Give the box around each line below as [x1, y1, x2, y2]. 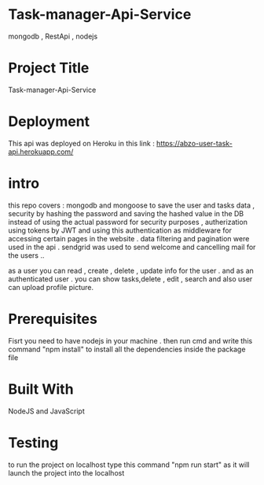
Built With [8, 380, 74, 398]
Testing [8, 434, 59, 451]
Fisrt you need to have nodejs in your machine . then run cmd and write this [8, 336, 253, 345]
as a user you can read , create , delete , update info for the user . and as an [8, 266, 254, 275]
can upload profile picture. [8, 282, 94, 292]
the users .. [8, 250, 45, 260]
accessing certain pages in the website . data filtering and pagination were [8, 233, 250, 243]
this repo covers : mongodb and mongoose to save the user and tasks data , [8, 200, 255, 210]
